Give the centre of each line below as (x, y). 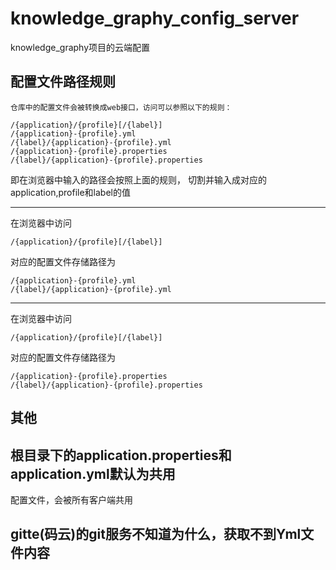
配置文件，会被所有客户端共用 (71, 499)
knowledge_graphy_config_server (155, 18)
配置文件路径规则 (63, 82)
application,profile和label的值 (70, 192)
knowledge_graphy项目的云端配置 (80, 47)
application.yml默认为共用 (93, 473)
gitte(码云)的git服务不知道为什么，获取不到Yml (156, 534)
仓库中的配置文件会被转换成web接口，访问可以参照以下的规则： (121, 107)
